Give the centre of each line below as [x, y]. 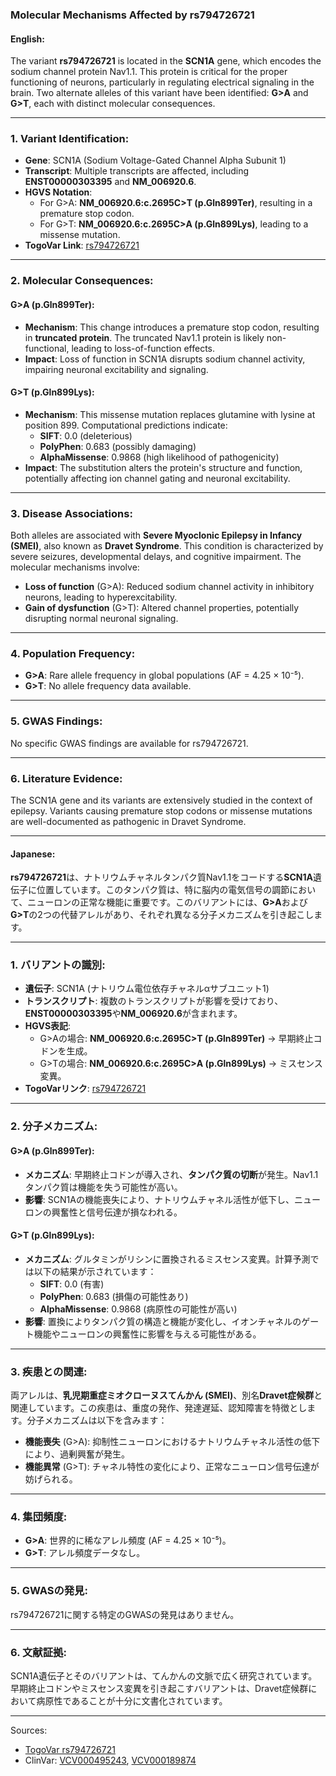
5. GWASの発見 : [49, 1591]
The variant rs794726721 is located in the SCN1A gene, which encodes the [166, 61]
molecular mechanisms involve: [75, 567]
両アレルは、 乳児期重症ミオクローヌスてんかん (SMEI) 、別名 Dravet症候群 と [166, 1395]
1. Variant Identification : [70, 139]
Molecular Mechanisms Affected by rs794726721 [132, 15]
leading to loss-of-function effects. [143, 348]
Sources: [29, 1730]
